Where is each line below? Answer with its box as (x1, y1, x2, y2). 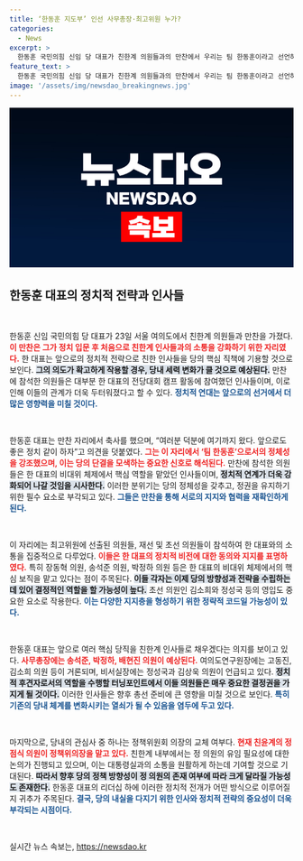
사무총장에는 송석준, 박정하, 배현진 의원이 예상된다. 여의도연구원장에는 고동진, (21, 655, 292, 666)
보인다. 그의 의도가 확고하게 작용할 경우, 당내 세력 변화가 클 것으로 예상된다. (9, 365, 271, 375)
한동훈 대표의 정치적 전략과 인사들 (9, 287, 185, 302)
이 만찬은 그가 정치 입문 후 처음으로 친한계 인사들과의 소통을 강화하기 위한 (9, 342, 263, 353)
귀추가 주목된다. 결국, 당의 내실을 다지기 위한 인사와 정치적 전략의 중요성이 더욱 (18, 793, 292, 804)
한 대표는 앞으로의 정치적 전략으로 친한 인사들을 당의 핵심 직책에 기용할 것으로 (21, 353, 293, 365)
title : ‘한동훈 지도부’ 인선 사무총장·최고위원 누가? (9, 14, 182, 23)
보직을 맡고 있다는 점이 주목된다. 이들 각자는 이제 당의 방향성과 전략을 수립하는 (18, 573, 291, 584)
